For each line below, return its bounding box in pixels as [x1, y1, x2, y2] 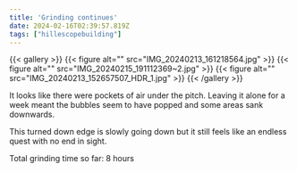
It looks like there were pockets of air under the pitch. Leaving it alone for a [9, 90, 286, 101]
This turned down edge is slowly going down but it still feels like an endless [9, 127, 287, 137]
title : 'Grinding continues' [9, 12, 118, 22]
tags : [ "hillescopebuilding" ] [9, 29, 123, 38]
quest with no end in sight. [9, 135, 107, 147]
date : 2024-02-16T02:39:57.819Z [9, 21, 130, 30]
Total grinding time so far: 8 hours [9, 153, 134, 164]
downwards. [9, 109, 55, 120]
